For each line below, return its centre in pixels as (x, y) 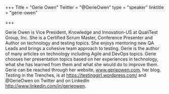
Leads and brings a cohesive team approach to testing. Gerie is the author (82, 48)
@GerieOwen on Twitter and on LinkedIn (47, 81)
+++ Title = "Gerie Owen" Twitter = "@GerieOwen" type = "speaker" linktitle (84, 7)
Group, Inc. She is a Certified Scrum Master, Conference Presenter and (79, 38)
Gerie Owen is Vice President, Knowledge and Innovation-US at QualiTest (81, 32)
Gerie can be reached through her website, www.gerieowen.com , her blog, (83, 70)
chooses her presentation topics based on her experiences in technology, (82, 59)
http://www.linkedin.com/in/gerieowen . (46, 86)
